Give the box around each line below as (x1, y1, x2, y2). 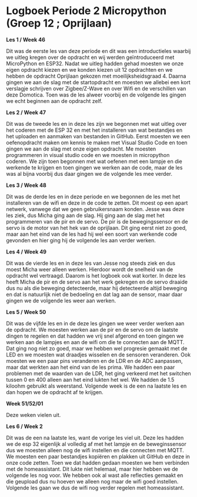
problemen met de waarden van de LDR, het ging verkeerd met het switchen (6, 369, 191, 377)
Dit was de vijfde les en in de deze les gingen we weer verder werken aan (6, 319, 185, 327)
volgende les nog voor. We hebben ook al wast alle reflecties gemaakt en (6, 472, 183, 479)
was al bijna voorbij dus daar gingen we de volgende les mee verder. (6, 170, 172, 177)
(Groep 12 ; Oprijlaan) (6, 16, 112, 30)
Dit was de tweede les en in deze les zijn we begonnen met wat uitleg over (6, 120, 187, 127)
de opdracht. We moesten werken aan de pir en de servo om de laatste (6, 326, 178, 333)
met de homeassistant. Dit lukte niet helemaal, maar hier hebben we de (6, 465, 178, 472)
